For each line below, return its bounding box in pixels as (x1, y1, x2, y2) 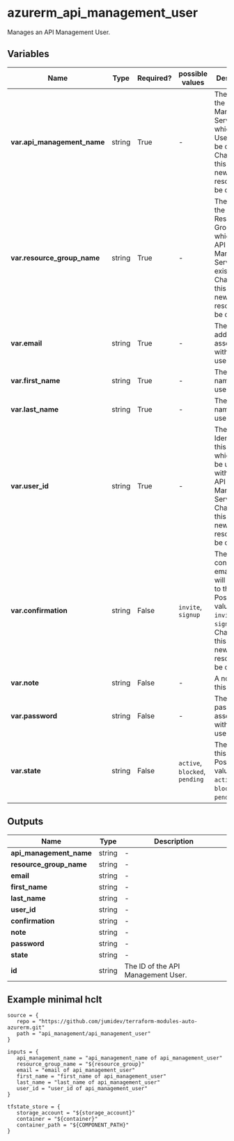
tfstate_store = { (7, 1103, 61, 1110)
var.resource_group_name (10, 253, 100, 263)
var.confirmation (10, 605, 68, 615)
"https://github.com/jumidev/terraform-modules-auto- (38, 1018, 198, 1025)
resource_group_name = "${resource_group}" (16, 1061, 145, 1068)
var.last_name (10, 404, 59, 414)
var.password (10, 711, 58, 720)
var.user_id (10, 481, 49, 490)
